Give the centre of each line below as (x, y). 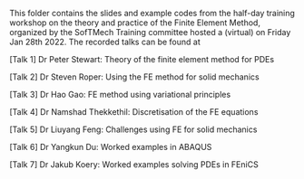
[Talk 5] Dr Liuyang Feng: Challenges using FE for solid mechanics (133, 129)
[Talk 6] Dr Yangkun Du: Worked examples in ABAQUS (111, 147)
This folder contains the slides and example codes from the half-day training (152, 13)
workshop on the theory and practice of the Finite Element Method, (135, 23)
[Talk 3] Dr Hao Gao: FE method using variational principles (120, 94)
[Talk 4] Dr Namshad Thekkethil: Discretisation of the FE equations (134, 112)
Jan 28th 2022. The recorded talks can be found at (105, 42)
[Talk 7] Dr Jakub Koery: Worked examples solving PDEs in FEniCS (134, 165)
